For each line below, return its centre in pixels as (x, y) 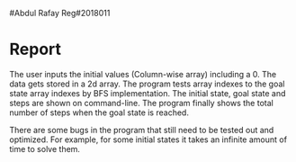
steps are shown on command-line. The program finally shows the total (142, 103)
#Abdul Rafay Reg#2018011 (60, 13)
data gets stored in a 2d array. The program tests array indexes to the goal (147, 84)
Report (35, 49)
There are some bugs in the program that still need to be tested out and (142, 130)
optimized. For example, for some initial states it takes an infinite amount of (148, 139)
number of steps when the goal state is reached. (99, 112)
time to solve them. (45, 148)
